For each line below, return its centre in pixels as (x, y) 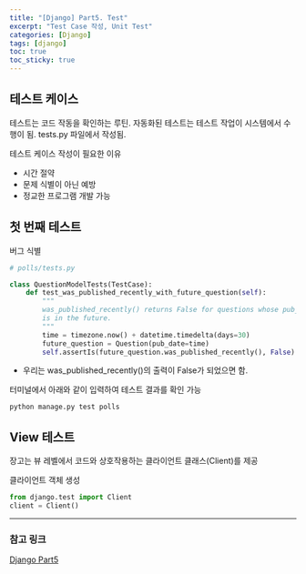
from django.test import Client (71, 498)
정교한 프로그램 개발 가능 (66, 196)
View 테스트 (42, 437)
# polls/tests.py (42, 268)
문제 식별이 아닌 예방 (59, 184)
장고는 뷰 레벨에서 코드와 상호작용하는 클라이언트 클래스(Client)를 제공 (134, 461)
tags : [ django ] (38, 43)
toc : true (28, 52)
